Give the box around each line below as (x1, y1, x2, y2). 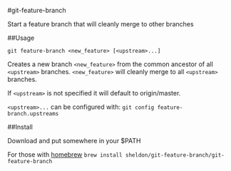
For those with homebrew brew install (7, 150, 123, 159)
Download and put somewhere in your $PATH (7, 137, 141, 145)
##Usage (7, 33, 35, 42)
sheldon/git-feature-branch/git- (125, 152, 225, 159)
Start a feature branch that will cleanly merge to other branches (7, 20, 194, 28)
